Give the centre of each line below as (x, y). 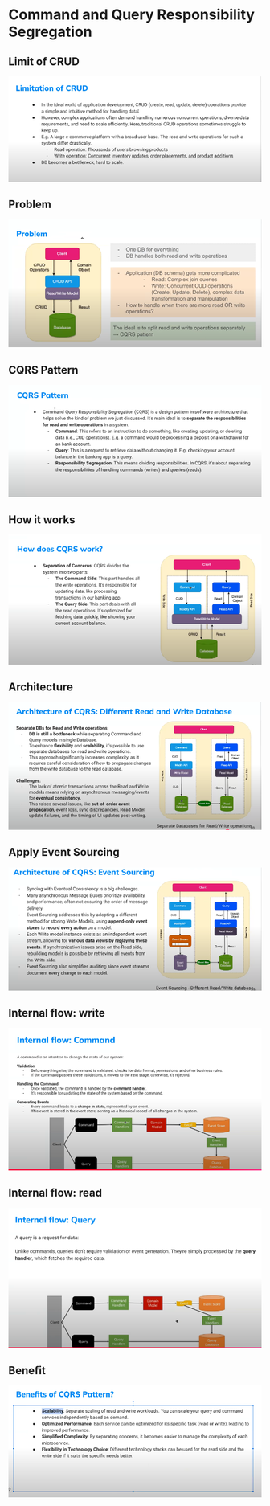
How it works (42, 520)
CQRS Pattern (43, 370)
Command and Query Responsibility (132, 15)
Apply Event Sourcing (64, 852)
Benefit (27, 1371)
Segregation (50, 32)
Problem (30, 205)
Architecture (41, 687)
